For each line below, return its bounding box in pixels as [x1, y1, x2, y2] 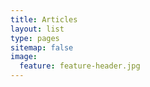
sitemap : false [10, 42, 74, 53]
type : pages [10, 33, 60, 43]
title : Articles [10, 14, 78, 25]
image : [10, 52, 38, 62]
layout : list [10, 24, 65, 34]
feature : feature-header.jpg [19, 61, 141, 71]
